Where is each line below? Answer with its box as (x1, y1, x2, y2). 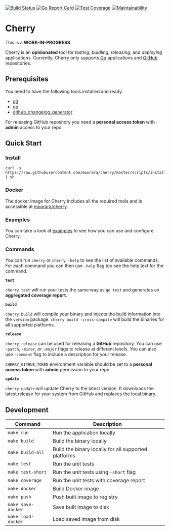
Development (5, 405, 49, 414)
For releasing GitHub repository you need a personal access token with (5, 119, 155, 125)
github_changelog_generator (12, 109, 73, 115)
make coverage (8, 478, 42, 483)
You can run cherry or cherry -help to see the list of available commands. (5, 257, 159, 263)
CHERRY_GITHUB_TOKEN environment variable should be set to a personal (5, 361, 153, 367)
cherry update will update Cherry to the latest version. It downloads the (5, 386, 154, 392)
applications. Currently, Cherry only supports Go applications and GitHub (5, 54, 158, 61)
